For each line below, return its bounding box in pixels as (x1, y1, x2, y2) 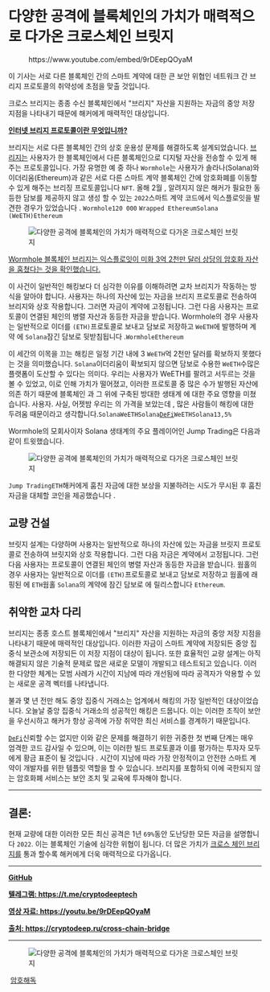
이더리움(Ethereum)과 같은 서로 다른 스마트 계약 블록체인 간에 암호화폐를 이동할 (8, 172, 258, 182)
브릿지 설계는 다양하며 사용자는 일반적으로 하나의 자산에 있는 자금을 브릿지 (8, 539, 240, 549)
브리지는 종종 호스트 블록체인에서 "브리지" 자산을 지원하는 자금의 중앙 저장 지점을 (8, 628, 262, 638)
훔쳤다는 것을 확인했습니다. (16, 264, 101, 274)
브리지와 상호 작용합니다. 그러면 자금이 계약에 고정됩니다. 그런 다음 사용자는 (8, 301, 244, 311)
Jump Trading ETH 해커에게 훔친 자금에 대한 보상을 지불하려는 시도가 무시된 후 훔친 (8, 480, 262, 490)
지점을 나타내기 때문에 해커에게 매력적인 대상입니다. (8, 108, 170, 117)
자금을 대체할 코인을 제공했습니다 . (8, 490, 116, 500)
